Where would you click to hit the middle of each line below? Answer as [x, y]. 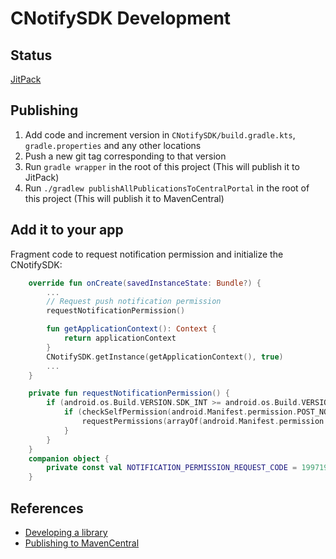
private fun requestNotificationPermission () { [129, 393]
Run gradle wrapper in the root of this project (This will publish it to [162, 166]
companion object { [69, 458]
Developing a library [66, 532]
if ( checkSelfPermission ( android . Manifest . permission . [180, 412]
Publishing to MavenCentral [82, 543]
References [47, 508]
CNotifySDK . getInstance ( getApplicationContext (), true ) [165, 357]
